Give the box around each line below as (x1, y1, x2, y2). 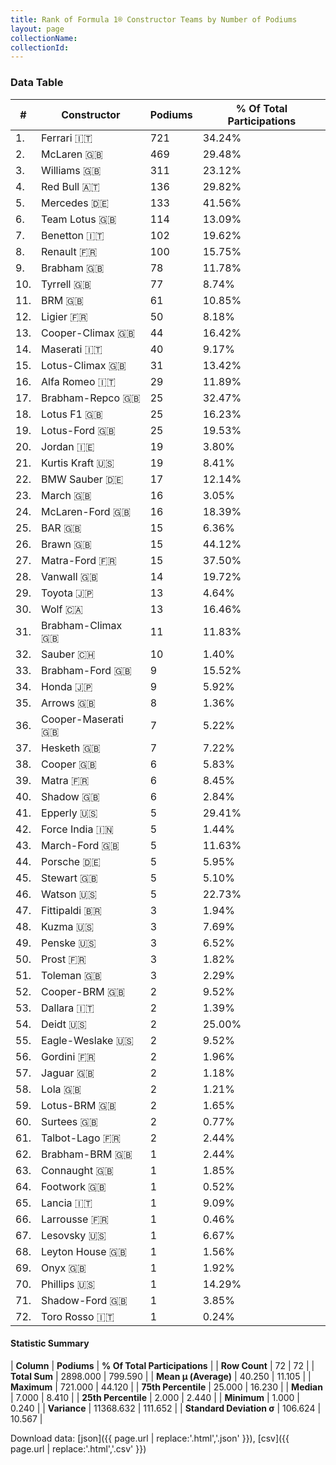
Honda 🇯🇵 (41, 679, 93, 693)
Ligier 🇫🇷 (41, 309, 88, 323)
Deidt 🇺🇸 (41, 1017, 87, 1031)
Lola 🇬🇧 (41, 1082, 82, 1096)
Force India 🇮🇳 (41, 822, 114, 836)
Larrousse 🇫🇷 (41, 1212, 109, 1226)
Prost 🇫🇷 (41, 952, 87, 966)
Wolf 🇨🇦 (41, 602, 84, 616)
